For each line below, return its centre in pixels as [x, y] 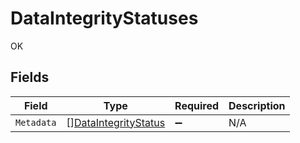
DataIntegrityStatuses [104, 18]
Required [197, 105]
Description [257, 105]
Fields [30, 77]
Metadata [36, 122]
